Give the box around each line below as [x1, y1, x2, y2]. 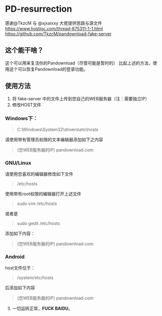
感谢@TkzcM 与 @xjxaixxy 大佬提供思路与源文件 [5, 20, 102, 26]
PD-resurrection [5, 3, 72, 15]
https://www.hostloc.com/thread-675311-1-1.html [5, 25, 103, 31]
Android [5, 254, 25, 260]
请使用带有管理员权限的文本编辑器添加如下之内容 [5, 137, 103, 142]
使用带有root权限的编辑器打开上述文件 [5, 191, 82, 197]
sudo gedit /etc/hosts [17, 220, 60, 226]
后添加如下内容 [5, 285, 35, 291]
